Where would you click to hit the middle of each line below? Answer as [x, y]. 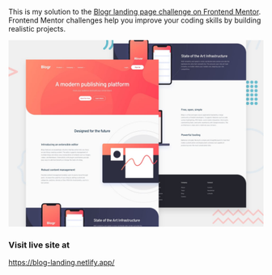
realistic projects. [37, 29]
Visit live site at [39, 245]
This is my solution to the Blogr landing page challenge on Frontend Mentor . [135, 12]
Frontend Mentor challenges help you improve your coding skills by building [135, 20]
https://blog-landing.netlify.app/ [62, 263]
